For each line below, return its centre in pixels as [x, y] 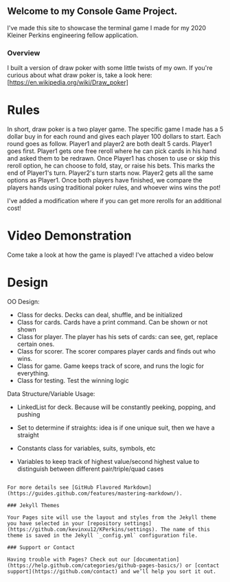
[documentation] [156, 559]
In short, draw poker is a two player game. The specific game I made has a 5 [115, 129]
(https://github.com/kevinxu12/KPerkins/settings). [82, 529]
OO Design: [23, 301]
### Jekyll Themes [33, 505]
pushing [28, 414]
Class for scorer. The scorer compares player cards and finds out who [116, 351]
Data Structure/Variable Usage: [51, 393]
